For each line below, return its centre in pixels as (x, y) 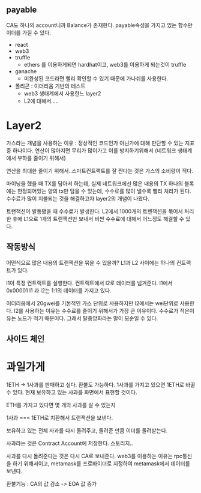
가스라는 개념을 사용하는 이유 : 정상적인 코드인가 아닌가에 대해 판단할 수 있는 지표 (100, 143)
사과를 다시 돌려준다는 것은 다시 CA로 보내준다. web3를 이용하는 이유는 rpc (94, 456)
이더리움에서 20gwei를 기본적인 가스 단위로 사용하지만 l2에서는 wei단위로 (92, 303)
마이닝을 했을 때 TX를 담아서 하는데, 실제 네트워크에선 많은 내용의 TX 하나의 (94, 183)
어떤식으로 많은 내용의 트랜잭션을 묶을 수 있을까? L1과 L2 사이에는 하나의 (91, 262)
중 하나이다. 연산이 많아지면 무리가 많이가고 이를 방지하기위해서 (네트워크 (91, 150)
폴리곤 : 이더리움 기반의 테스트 (50, 86)
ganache (26, 71)
